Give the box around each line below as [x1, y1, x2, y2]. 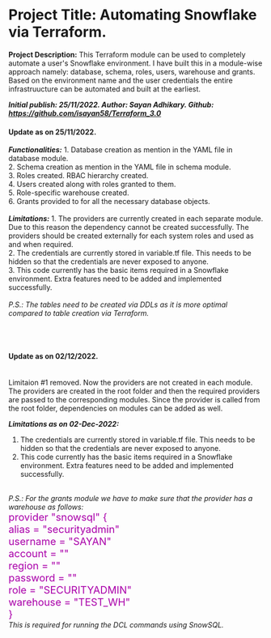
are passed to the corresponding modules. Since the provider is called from [8, 395, 260, 405]
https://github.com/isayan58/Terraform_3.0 [8, 108, 162, 118]
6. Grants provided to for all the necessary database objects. [8, 197, 210, 206]
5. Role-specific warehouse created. [8, 188, 129, 198]
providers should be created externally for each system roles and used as [8, 231, 254, 240]
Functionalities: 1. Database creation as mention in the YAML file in [8, 145, 233, 155]
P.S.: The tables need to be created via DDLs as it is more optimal [8, 300, 228, 309]
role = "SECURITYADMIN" [8, 584, 132, 597]
